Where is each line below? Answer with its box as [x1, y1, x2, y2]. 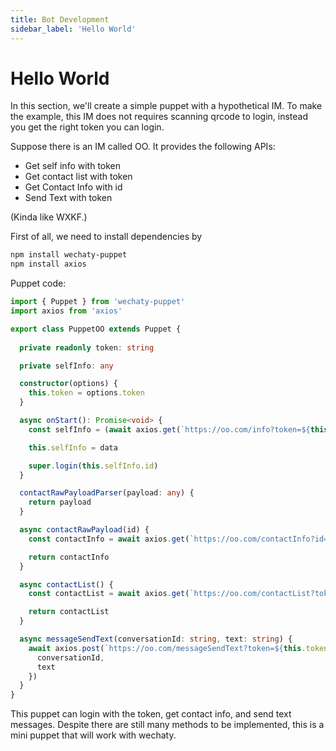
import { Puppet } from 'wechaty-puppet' [10, 297, 186, 307]
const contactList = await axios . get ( [28, 589, 190, 599]
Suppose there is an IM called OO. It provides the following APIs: [10, 141, 276, 153]
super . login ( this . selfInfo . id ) [28, 461, 159, 471]
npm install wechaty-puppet [10, 250, 128, 260]
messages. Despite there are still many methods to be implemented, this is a [10, 719, 325, 731]
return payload [28, 497, 92, 508]
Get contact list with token [24, 171, 133, 183]
